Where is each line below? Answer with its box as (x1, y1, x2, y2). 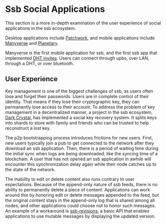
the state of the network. (5, 166, 56, 172)
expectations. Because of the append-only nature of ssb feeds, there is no (5, 181, 158, 187)
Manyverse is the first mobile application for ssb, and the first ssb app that (5, 50, 158, 56)
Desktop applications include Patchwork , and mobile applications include (5, 35, 155, 41)
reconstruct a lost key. (5, 125, 51, 131)
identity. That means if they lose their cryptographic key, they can (5, 99, 140, 105)
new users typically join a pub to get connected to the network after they (5, 140, 154, 146)
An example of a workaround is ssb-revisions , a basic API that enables (5, 208, 150, 214)
